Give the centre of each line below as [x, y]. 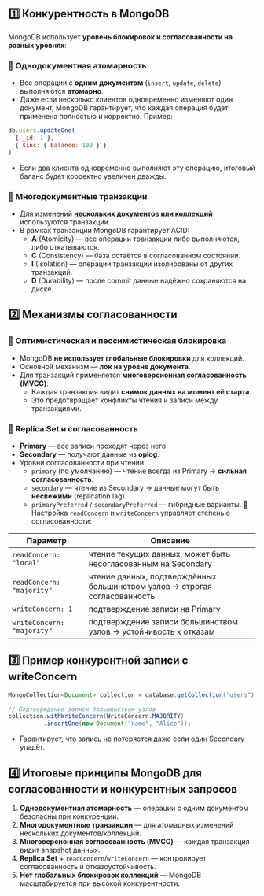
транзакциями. [56, 408]
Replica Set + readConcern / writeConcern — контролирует [113, 858]
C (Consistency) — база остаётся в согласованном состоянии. [136, 255]
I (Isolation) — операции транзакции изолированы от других [132, 264]
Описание [170, 540]
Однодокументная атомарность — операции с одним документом [134, 808]
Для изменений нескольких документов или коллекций [116, 213]
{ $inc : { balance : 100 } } [61, 145]
